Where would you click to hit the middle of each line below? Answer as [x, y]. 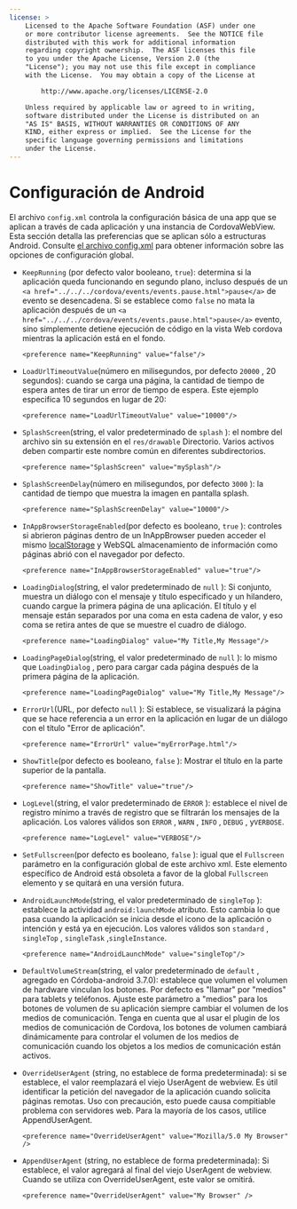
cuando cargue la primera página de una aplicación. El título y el [139, 606]
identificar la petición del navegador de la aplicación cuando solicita [146, 1091]
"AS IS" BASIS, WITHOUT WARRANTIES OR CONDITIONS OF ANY [133, 124]
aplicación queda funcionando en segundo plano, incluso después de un [155, 282]
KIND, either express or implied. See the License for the [138, 132]
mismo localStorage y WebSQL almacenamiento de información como [150, 545]
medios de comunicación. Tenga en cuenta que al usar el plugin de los [151, 1017]
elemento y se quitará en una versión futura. [103, 883]
